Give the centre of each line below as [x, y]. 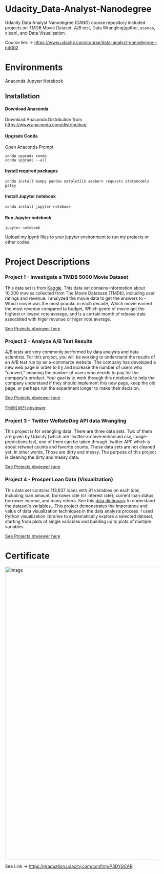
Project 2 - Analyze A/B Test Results [49, 341]
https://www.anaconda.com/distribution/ [46, 125]
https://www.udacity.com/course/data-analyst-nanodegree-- [96, 42]
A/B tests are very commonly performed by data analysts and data [72, 352]
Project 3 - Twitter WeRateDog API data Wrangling [66, 421]
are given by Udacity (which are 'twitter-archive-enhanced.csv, [69, 437]
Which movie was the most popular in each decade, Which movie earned [79, 303]
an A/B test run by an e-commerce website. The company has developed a [81, 362]
